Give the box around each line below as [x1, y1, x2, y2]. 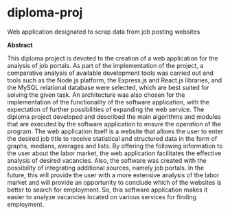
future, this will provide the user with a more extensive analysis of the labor [7, 170, 220, 179]
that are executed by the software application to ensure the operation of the [7, 120, 222, 128]
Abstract [7, 41, 33, 49]
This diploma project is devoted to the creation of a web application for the [7, 54, 218, 63]
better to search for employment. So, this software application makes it [7, 185, 208, 194]
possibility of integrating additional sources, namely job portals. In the [7, 163, 205, 172]
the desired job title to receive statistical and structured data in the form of [7, 134, 218, 142]
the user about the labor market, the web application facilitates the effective [7, 149, 222, 157]
